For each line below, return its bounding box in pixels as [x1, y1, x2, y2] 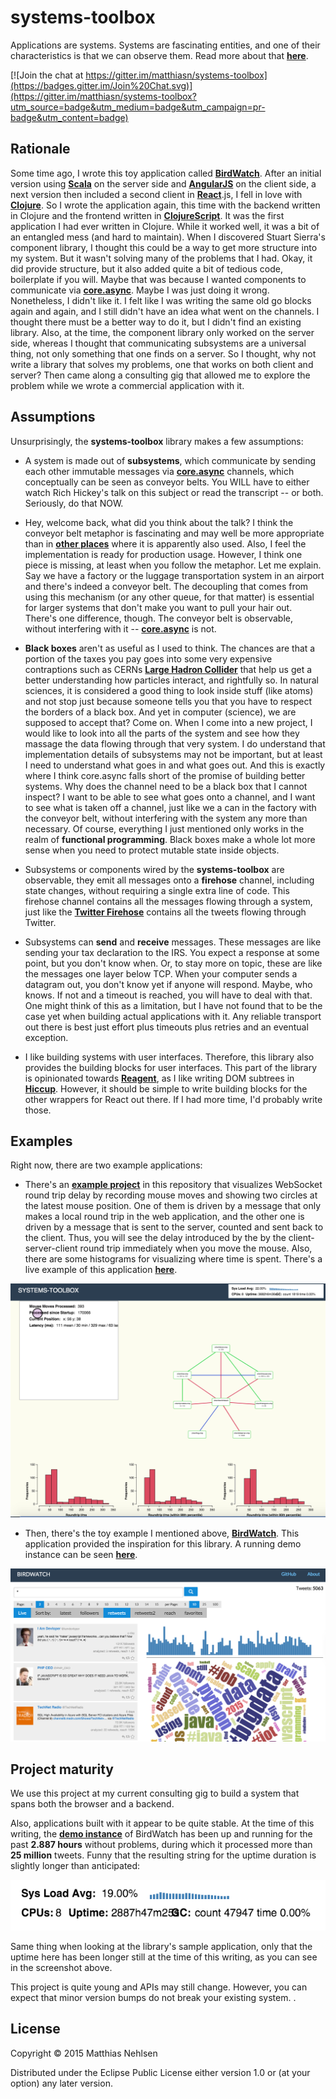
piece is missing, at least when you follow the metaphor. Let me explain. [24, 559, 322, 571]
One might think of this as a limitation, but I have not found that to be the [24, 999, 323, 1011]
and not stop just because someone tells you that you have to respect [24, 695, 313, 707]
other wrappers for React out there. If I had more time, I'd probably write [24, 1093, 323, 1105]
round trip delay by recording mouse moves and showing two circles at [24, 1189, 318, 1201]
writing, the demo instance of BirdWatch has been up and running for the [10, 1828, 313, 1840]
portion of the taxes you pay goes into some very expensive [24, 652, 273, 665]
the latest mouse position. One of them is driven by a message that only [24, 1200, 322, 1212]
